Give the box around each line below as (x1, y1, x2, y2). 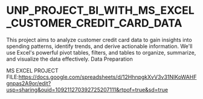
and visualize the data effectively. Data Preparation (6, 55, 133, 62)
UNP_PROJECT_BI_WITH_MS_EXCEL (6, 4, 195, 17)
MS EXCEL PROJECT (6, 67, 59, 74)
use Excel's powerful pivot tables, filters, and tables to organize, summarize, (6, 49, 196, 56)
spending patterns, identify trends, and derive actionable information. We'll (6, 43, 193, 50)
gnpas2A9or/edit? (6, 79, 51, 87)
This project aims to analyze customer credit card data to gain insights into (6, 36, 192, 43)
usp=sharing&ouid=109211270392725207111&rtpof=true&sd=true (6, 86, 168, 93)
